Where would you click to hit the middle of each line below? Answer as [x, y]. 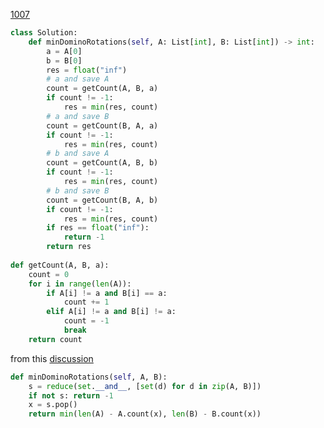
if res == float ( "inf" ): [98, 228]
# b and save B [78, 190]
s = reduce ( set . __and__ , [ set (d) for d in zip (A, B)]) [145, 386]
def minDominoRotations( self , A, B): [89, 377]
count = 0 [49, 274]
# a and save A [78, 79]
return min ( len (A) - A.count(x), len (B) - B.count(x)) [145, 414]
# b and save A [78, 154]
